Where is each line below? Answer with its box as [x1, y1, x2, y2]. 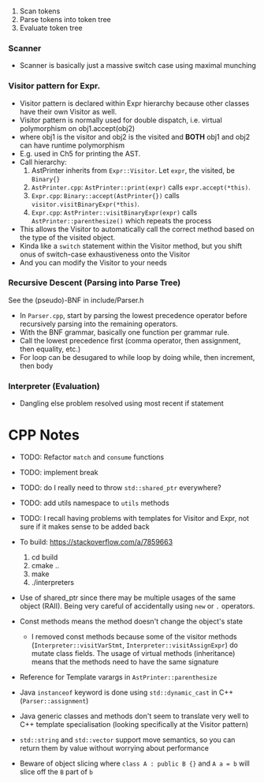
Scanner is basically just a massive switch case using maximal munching [19, 61, 256, 70]
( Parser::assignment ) [19, 696, 89, 706]
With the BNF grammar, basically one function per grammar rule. [19, 327, 230, 337]
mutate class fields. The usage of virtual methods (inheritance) [31, 649, 236, 658]
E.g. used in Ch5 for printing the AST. [19, 148, 141, 158]
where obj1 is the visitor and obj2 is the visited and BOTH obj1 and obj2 [19, 132, 251, 141]
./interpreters [31, 578, 75, 587]
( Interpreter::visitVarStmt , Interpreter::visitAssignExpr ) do [31, 640, 239, 650]
